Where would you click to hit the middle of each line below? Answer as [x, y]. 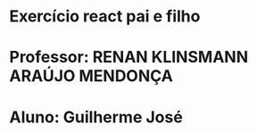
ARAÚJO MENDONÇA [91, 76]
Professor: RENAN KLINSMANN [128, 58]
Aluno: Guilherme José [96, 117]
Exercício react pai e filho [105, 16]
